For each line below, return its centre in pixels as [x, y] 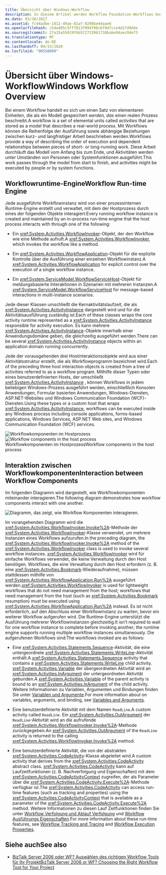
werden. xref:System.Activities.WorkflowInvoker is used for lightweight [77, 585]
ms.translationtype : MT [30, 38]
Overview [25, 96]
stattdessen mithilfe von [30, 575]
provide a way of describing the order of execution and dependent [73, 142]
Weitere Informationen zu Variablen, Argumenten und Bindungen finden [85, 690]
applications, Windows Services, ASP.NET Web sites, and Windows [74, 419]
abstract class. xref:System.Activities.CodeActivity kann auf [73, 766]
